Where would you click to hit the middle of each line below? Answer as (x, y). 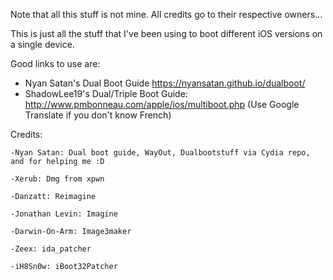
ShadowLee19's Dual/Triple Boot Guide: (106, 93)
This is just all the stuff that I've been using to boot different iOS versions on (166, 33)
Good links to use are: (55, 63)
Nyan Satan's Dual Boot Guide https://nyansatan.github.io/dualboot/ (165, 83)
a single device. (42, 44)
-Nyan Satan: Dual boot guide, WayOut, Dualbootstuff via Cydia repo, (160, 153)
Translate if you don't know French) (98, 115)
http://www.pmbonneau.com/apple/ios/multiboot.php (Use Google (162, 104)
